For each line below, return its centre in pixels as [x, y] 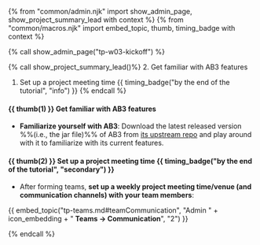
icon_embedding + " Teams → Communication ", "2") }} [98, 219]
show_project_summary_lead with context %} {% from [96, 20]
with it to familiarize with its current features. [92, 143]
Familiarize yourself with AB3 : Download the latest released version [130, 126]
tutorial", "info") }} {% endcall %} [73, 91]
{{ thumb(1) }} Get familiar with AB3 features [82, 109]
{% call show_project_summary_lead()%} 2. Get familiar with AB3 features [128, 67]
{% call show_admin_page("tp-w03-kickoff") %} [87, 52]
